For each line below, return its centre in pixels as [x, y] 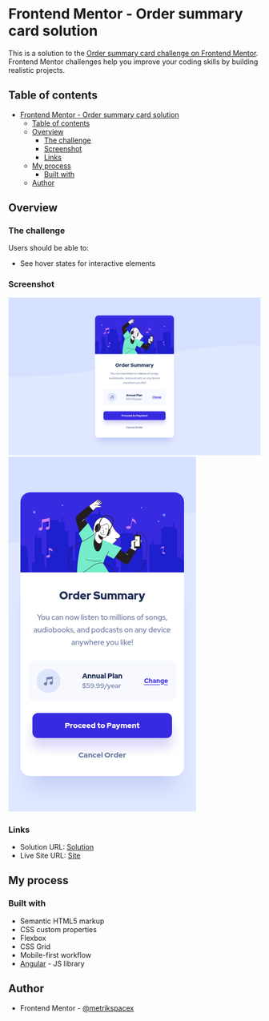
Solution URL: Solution [57, 847]
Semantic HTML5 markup [62, 921]
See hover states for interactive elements [88, 263]
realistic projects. [37, 70]
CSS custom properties [58, 929]
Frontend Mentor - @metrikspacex [77, 1008]
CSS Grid [35, 947]
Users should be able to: [49, 248]
